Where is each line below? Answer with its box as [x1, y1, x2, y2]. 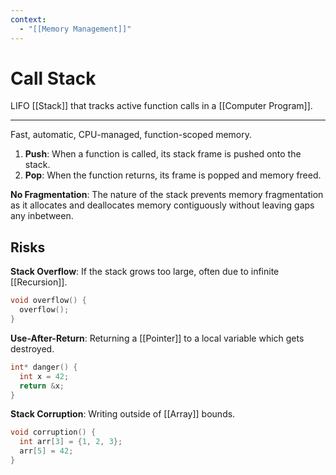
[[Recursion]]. [10, 276, 68, 288]
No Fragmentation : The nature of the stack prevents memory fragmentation [10, 189, 324, 201]
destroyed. [10, 342, 55, 355]
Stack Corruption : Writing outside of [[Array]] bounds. [10, 408, 236, 420]
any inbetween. [10, 210, 74, 222]
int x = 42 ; [19, 371, 70, 381]
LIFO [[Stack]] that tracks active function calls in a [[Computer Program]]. [10, 100, 313, 112]
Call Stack [10, 67, 97, 90]
